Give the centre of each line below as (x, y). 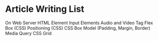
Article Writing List (45, 9)
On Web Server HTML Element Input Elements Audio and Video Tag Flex (79, 23)
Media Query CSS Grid (28, 33)
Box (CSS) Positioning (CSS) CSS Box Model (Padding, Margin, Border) (78, 28)
